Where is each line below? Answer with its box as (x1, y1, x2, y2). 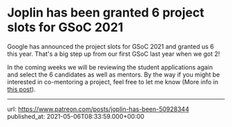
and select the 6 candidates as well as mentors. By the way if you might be (7, 70, 220, 79)
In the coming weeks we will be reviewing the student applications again (7, 63, 213, 71)
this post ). (7, 85, 36, 93)
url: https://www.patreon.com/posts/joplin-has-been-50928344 (7, 105, 190, 113)
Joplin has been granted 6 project (7, 5, 205, 21)
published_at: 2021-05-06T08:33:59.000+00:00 (7, 112, 145, 120)
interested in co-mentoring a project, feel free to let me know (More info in (7, 77, 219, 86)
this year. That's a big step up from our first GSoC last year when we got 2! (7, 50, 220, 58)
